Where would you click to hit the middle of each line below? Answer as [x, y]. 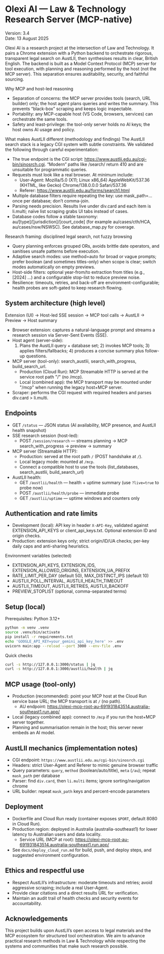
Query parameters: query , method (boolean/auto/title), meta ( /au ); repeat [84, 770]
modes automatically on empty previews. [54, 267]
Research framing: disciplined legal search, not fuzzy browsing [69, 236]
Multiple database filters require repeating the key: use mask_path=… [82, 196]
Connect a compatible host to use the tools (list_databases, [79, 467]
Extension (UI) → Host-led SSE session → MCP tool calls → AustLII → [75, 315]
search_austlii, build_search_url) [52, 472]
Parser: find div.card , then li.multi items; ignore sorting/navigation [81, 781]
